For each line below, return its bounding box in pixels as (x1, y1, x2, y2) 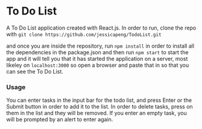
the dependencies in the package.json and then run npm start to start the (6, 48, 189, 55)
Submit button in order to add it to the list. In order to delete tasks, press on (6, 103, 193, 110)
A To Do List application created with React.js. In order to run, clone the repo (6, 24, 197, 31)
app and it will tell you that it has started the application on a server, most (6, 55, 188, 62)
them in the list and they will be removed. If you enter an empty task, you (6, 110, 187, 117)
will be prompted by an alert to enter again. (6, 116, 113, 123)
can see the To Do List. (6, 68, 63, 75)
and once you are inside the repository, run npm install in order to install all (6, 42, 195, 49)
